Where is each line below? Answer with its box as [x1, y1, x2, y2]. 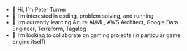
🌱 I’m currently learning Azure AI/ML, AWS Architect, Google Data [12, 19, 178, 25]
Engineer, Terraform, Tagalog [12, 25, 86, 32]
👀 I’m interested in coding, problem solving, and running [12, 12, 154, 19]
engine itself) [12, 38, 46, 45]
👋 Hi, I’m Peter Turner [12, 6, 67, 13]
